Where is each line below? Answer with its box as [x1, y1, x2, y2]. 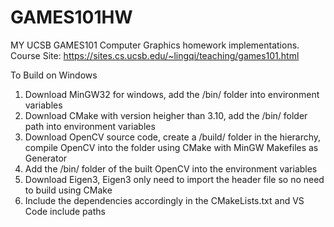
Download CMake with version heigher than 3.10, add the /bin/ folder [24, 109, 308, 121]
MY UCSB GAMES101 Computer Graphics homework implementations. [10, 39, 300, 51]
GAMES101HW [10, 6, 133, 29]
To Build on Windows [10, 69, 98, 81]
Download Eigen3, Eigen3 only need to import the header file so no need [24, 173, 325, 185]
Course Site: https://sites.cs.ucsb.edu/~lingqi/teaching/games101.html [10, 49, 300, 61]
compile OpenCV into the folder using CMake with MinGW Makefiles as [24, 141, 319, 153]
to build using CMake [24, 184, 113, 196]
